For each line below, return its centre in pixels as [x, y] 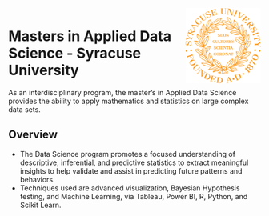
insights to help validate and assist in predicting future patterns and [131, 170]
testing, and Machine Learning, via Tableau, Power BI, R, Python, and [134, 196]
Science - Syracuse [75, 53]
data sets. [25, 109]
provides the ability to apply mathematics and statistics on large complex [128, 101]
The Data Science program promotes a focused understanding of [128, 154]
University [44, 70]
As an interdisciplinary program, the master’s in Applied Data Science [122, 92]
